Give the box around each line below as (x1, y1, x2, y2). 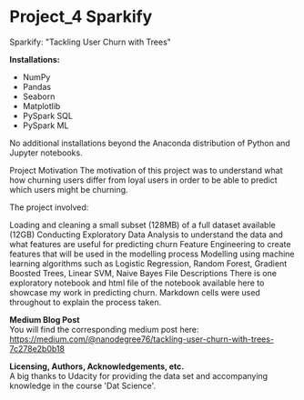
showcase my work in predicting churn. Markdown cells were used (9, 286, 261, 297)
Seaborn (22, 91, 56, 102)
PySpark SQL (22, 110, 73, 121)
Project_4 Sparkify (9, 6, 153, 27)
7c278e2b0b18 (9, 343, 66, 354)
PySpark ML (22, 120, 69, 131)
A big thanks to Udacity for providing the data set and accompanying (9, 370, 269, 381)
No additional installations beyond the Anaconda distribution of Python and (9, 137, 291, 148)
